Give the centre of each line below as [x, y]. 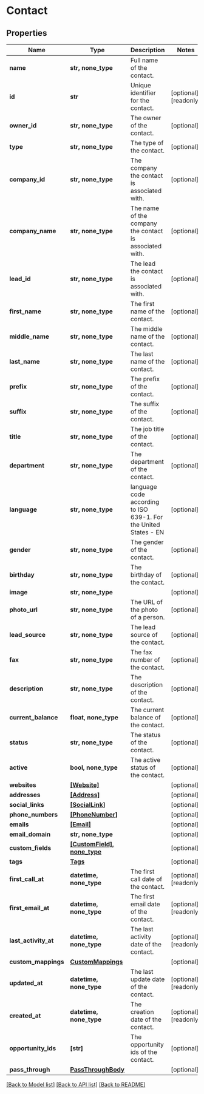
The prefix [145, 379]
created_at [25, 1016]
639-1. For [147, 517]
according [145, 502]
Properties [27, 33]
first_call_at [27, 879]
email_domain [30, 834]
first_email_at [29, 908]
